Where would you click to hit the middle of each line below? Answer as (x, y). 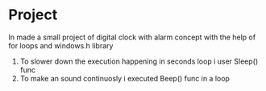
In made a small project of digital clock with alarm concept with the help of (132, 37)
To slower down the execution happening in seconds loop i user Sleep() (139, 61)
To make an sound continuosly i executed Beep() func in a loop (125, 78)
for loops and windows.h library (61, 45)
